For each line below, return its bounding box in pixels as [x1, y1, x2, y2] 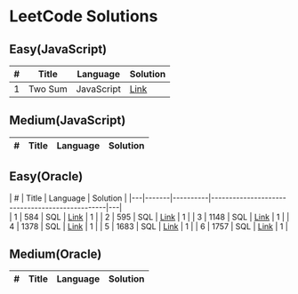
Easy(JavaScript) [9, 42, 108, 57]
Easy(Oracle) [9, 169, 84, 184]
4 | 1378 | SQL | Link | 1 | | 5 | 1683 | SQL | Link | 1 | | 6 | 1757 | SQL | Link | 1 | [9, 220, 289, 232]
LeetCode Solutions [9, 6, 158, 27]
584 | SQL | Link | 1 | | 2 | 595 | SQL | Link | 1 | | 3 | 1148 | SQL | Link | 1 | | [23, 211, 290, 222]
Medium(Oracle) [9, 247, 102, 262]
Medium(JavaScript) [9, 113, 126, 128]
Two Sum [28, 83, 68, 95]
